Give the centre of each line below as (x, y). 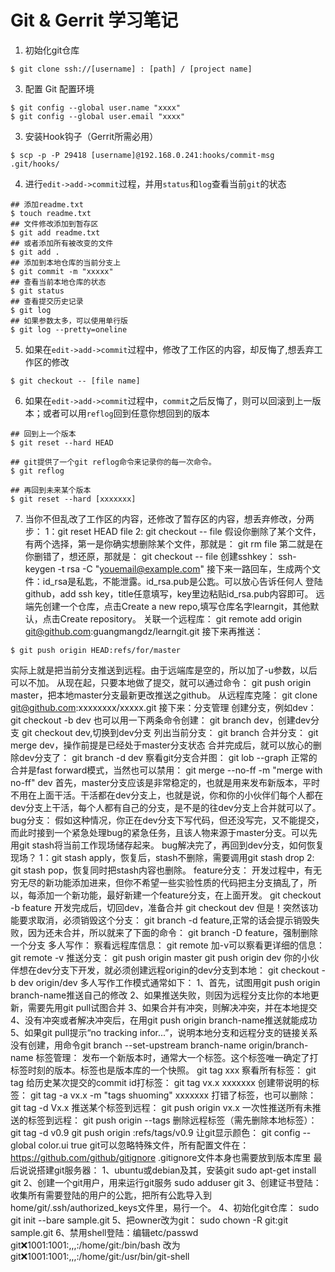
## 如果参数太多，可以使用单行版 (69, 321)
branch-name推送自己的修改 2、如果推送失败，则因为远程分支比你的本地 (160, 995)
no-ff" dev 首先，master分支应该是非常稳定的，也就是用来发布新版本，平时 (165, 782)
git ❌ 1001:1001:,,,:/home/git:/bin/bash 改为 (95, 1245)
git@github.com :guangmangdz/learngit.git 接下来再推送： (144, 631)
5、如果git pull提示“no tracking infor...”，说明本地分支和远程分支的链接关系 (164, 1032)
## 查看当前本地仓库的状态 (58, 282)
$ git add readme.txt (55, 232)
